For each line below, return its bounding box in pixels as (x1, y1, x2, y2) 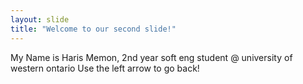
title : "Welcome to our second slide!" (10, 24, 177, 34)
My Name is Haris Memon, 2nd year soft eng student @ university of (10, 51, 293, 63)
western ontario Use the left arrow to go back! (10, 62, 200, 74)
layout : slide (10, 14, 70, 25)
